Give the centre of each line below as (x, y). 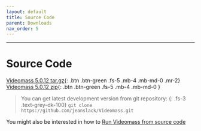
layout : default (26, 12)
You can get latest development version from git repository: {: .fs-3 (103, 99)
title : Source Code (31, 17)
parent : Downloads (29, 23)
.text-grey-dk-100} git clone (57, 105)
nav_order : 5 (22, 29)
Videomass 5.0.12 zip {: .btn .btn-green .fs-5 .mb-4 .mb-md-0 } (83, 87)
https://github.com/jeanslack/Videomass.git (77, 111)
